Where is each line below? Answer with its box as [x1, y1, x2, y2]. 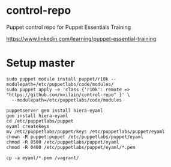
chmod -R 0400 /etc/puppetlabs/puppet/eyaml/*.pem [6, 144, 136, 150]
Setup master [6, 56, 75, 70]
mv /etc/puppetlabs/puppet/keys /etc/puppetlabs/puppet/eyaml [6, 129, 165, 135]
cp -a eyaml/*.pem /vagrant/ [6, 154, 79, 161]
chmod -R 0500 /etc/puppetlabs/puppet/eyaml [6, 139, 119, 145]
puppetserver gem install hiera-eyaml [6, 108, 103, 114]
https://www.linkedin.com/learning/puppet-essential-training [6, 35, 157, 42]
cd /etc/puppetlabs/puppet [6, 118, 74, 124]
